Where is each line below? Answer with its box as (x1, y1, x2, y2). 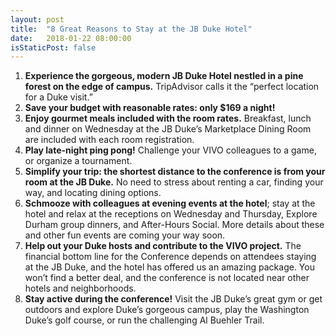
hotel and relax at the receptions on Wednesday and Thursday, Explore (24, 208, 318, 220)
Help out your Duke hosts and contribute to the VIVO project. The (24, 240, 302, 252)
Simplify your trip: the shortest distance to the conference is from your (24, 166, 326, 178)
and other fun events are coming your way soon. (24, 229, 226, 241)
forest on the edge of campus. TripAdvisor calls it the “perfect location (24, 81, 320, 93)
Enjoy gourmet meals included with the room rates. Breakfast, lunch (24, 112, 312, 125)
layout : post (10, 14, 65, 25)
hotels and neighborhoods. (24, 282, 137, 295)
